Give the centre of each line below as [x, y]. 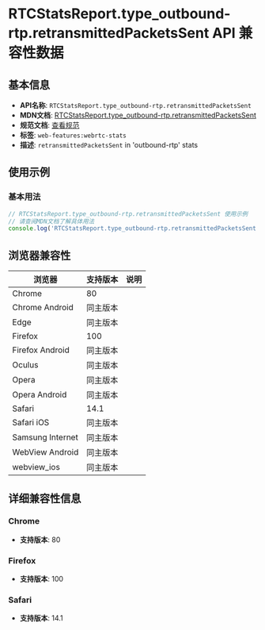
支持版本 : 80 [40, 540]
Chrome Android [43, 308]
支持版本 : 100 [42, 579]
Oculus [25, 365]
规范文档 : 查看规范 [49, 125]
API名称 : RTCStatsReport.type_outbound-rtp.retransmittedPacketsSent [135, 105]
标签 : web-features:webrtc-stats [73, 135]
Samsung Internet [45, 437]
